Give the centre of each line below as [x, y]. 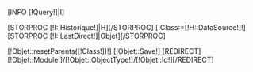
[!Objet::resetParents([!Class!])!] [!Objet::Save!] [84, 51]
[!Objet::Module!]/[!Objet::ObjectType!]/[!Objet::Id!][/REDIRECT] [111, 60]
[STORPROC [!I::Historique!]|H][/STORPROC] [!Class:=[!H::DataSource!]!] [127, 27]
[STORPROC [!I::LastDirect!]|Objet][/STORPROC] [86, 36]
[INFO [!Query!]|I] [36, 12]
